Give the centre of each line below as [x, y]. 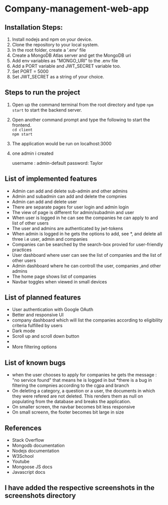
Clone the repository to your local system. [55, 45]
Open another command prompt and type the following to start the [81, 120]
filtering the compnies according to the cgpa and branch [70, 385]
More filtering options [34, 347]
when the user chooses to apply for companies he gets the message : [84, 375]
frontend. [22, 125]
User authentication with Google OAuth [53, 310]
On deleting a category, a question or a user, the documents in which [83, 391]
